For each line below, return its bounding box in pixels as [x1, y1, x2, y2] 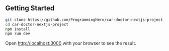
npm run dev [5, 31, 30, 36]
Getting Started [5, 4, 55, 12]
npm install [5, 26, 30, 31]
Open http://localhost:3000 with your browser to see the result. [5, 40, 137, 46]
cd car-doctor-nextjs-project [5, 22, 69, 27]
